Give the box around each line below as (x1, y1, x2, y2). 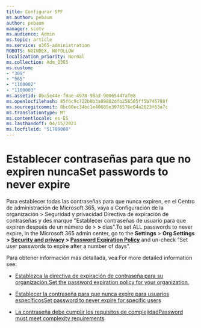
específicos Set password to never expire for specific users (14, 296, 161, 304)
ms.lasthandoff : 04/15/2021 (6, 121, 77, 127)
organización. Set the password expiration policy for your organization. (14, 278, 190, 286)
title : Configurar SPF (6, 8, 63, 15)
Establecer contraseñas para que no (6, 152, 191, 166)
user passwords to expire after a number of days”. (6, 242, 131, 250)
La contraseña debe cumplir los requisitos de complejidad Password (14, 308, 184, 315)
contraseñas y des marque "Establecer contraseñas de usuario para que (6, 217, 187, 224)
